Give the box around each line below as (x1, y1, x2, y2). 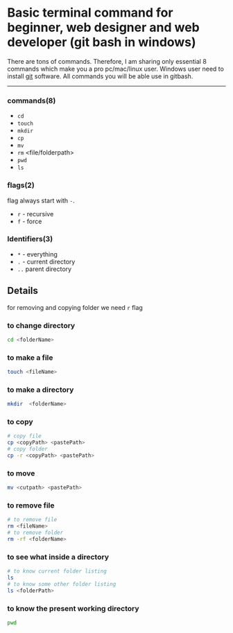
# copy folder (7, 446, 49, 453)
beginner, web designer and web (7, 19, 200, 35)
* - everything (17, 250, 58, 258)
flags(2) (7, 180, 35, 190)
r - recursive (17, 209, 54, 218)
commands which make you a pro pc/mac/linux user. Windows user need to (7, 64, 224, 73)
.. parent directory (17, 265, 71, 273)
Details (7, 285, 38, 297)
